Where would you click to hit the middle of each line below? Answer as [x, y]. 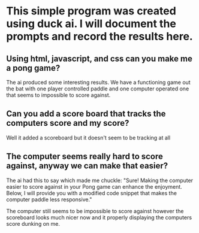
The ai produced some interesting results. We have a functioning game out [98, 82]
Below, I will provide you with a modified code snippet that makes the [91, 193]
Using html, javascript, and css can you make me [99, 58]
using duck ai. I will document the [91, 24]
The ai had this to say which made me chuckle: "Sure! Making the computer [100, 180]
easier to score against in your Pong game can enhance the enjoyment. [94, 186]
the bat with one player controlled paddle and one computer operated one [98, 89]
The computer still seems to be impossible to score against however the [95, 211]
